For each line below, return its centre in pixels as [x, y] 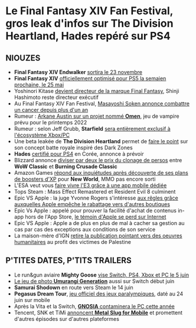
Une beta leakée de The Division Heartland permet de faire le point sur [101, 141]
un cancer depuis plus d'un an [51, 110]
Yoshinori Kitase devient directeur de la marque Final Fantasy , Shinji [97, 91]
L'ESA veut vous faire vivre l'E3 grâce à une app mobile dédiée [90, 185]
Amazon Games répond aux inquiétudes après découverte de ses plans [101, 173]
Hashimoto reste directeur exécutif [56, 97]
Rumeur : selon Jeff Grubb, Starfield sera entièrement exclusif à [92, 129]
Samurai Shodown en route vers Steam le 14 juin [73, 287]
